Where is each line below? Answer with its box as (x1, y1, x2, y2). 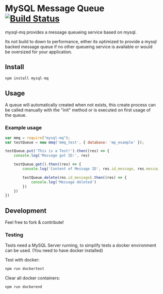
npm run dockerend (5, 284, 42, 290)
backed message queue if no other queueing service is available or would (5, 44, 153, 49)
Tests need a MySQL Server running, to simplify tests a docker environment (5, 243, 157, 248)
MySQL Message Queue (5, 3, 105, 14)
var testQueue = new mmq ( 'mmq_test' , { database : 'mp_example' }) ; (5, 140, 145, 145)
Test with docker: (5, 257, 40, 263)
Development (5, 206, 47, 215)
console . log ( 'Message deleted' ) (31, 180, 97, 185)
